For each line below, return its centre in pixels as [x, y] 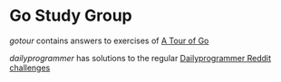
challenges [30, 68]
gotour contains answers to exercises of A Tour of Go [109, 41]
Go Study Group [71, 16]
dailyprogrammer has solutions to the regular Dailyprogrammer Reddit [140, 58]
